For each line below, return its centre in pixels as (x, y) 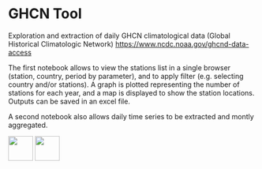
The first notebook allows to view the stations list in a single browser (120, 67)
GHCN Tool (45, 14)
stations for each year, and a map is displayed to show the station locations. (131, 92)
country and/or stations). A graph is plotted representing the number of (124, 84)
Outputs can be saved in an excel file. (69, 101)
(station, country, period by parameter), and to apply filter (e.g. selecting (126, 76)
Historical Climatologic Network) (61, 43)
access (20, 52)
